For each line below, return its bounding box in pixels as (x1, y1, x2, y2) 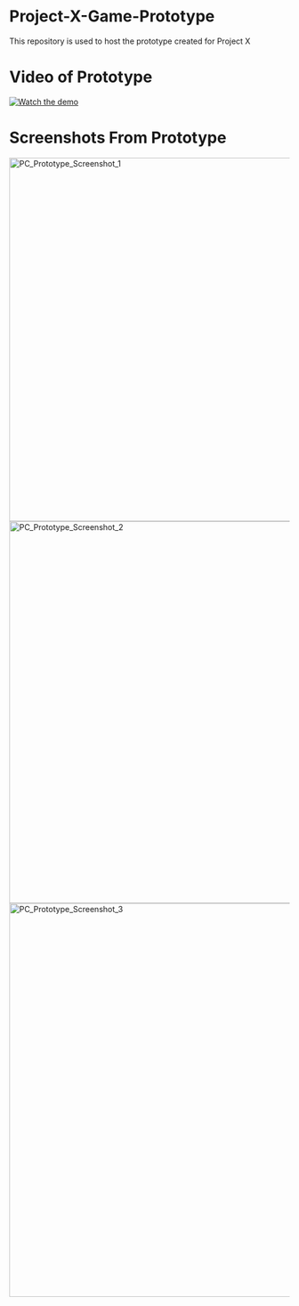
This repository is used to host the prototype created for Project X (9, 36, 251, 46)
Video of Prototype (9, 67, 153, 87)
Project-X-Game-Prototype (9, 6, 215, 27)
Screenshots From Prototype (9, 127, 227, 148)
